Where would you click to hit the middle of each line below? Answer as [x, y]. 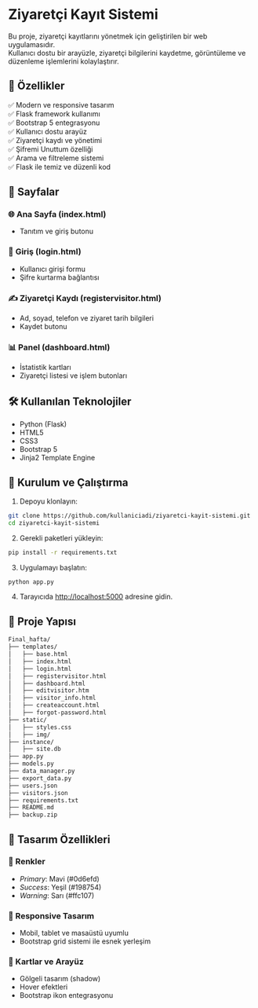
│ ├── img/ [29, 735]
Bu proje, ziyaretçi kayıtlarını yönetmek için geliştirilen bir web [108, 36]
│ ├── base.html [38, 654]
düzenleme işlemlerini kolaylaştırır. [64, 61]
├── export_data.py [40, 778]
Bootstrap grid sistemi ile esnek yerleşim [85, 941]
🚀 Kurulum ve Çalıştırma [68, 482]
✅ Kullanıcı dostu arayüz [48, 131]
